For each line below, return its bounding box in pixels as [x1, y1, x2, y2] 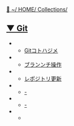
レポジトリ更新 [24, 75, 62, 82]
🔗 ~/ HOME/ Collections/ [6, 6, 68, 13]
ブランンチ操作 [24, 61, 62, 68]
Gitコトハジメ [24, 46, 59, 54]
